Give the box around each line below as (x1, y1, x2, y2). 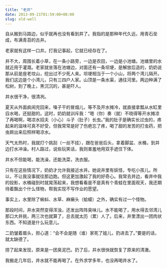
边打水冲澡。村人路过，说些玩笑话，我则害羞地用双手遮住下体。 (5, 146, 136, 152)
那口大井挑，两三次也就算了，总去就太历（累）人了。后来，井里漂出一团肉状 (5, 213, 162, 219)
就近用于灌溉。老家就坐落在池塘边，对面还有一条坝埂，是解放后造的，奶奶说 (5, 64, 162, 70)
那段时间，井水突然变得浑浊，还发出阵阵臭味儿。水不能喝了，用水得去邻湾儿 (5, 207, 162, 213)
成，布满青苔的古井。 (5, 37, 49, 43)
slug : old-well (5, 16, 37, 21)
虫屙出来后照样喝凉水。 (5, 129, 53, 135)
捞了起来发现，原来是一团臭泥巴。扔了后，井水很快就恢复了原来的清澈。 (5, 247, 153, 253)
